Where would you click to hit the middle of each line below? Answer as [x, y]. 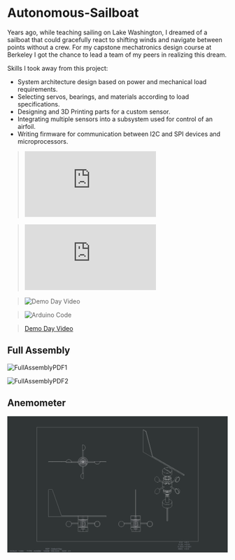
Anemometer [37, 403]
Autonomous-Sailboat [73, 13]
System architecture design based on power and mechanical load [112, 81]
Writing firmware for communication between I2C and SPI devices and [119, 134]
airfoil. [27, 126]
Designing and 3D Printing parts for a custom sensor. [94, 111]
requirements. [37, 89]
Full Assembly [39, 351]
